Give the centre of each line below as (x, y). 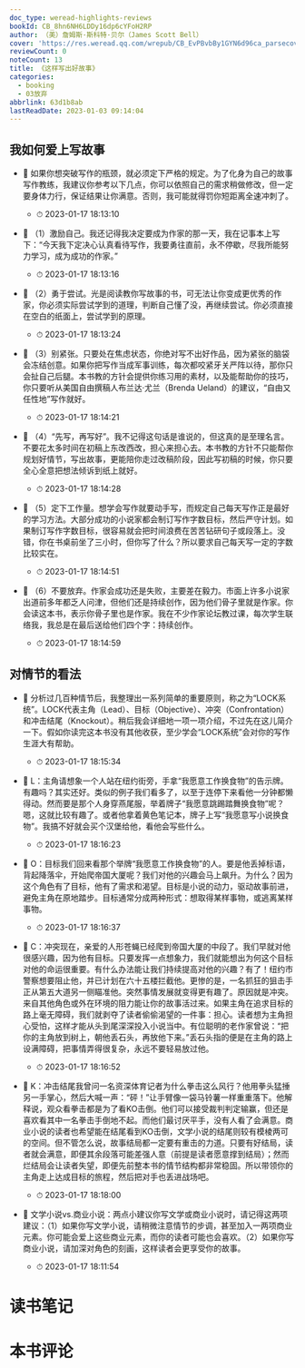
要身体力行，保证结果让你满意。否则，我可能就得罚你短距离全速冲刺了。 (157, 196)
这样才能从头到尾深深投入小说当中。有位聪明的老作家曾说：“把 (171, 1026)
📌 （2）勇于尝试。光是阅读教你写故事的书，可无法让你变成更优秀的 (148, 294)
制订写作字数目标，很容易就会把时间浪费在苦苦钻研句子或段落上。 (154, 531)
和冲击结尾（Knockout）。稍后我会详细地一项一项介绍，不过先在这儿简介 (157, 720)
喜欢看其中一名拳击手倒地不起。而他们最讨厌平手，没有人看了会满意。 (154, 1120)
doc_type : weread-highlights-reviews (81, 18)
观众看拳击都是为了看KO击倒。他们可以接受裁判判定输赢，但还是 (167, 1108)
